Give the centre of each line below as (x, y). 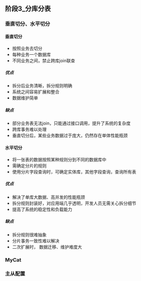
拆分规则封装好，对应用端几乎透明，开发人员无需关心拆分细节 (74, 203)
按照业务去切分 (27, 48)
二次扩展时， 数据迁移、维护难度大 (47, 247)
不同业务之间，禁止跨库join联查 (44, 61)
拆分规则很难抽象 (29, 235)
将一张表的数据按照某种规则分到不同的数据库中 (59, 159)
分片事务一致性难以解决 (36, 240)
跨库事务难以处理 (29, 130)
